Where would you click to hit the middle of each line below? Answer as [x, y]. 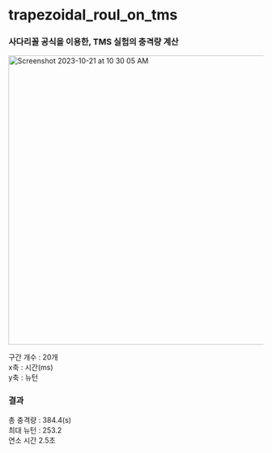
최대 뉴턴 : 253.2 [35, 430]
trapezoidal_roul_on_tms [93, 15]
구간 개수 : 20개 [33, 357]
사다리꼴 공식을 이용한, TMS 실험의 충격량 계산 [93, 42]
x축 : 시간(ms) [31, 368]
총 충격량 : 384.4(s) [40, 420]
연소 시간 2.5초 [32, 440]
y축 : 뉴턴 [23, 377]
